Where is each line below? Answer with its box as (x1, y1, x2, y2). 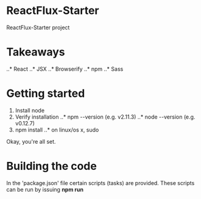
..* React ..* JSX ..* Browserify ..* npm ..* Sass (6, 65, 124, 72)
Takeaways (6, 45, 65, 59)
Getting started (6, 86, 85, 100)
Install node (15, 106, 44, 114)
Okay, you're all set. (6, 138, 56, 145)
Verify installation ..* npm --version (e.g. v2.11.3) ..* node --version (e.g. (15, 113, 196, 120)
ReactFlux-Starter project (6, 24, 70, 31)
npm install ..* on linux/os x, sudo (15, 126, 99, 133)
